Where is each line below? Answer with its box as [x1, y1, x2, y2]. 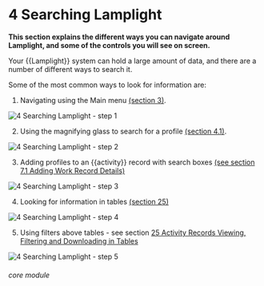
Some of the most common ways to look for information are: [8, 80, 206, 89]
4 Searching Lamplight [8, 6, 162, 24]
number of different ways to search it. [8, 64, 133, 73]
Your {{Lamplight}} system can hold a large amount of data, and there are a [8, 56, 257, 66]
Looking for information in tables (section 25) [19, 197, 170, 206]
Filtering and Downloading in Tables [19, 236, 138, 245]
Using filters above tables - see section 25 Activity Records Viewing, [19, 228, 246, 237]
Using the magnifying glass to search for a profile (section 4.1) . [19, 126, 227, 136]
